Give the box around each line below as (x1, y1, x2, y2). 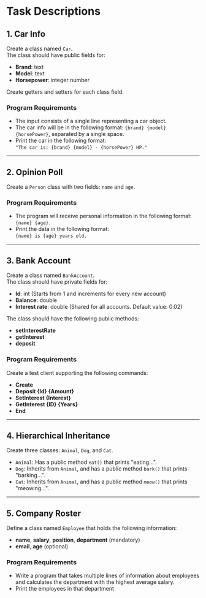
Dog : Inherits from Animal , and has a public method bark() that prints (15, 465, 188, 472)
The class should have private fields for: (6, 278, 108, 286)
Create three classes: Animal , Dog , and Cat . (6, 447, 113, 454)
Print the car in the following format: (15, 137, 107, 145)
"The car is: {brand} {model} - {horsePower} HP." (15, 145, 148, 151)
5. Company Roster (6, 508, 82, 518)
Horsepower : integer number (15, 77, 90, 83)
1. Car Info (6, 29, 46, 39)
